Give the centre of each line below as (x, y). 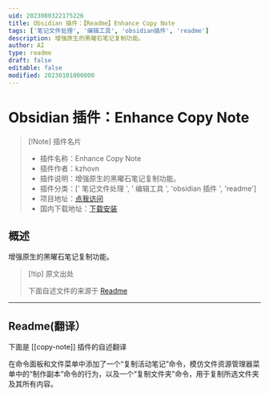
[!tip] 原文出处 (51, 274)
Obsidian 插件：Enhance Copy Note (129, 117)
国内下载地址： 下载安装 (78, 208)
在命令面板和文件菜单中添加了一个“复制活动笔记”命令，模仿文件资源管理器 (131, 364)
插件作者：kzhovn (70, 168)
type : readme (30, 53)
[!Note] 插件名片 (54, 141)
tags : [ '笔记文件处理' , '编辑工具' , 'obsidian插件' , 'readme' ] (109, 30)
